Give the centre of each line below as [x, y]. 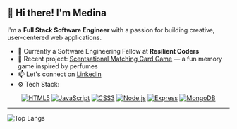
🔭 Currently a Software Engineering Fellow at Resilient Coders [108, 51]
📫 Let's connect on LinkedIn [59, 74]
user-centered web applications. [55, 37]
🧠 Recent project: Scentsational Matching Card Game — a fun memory [120, 59]
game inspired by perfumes [57, 66]
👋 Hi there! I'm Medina [57, 13]
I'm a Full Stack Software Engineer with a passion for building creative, [111, 30]
